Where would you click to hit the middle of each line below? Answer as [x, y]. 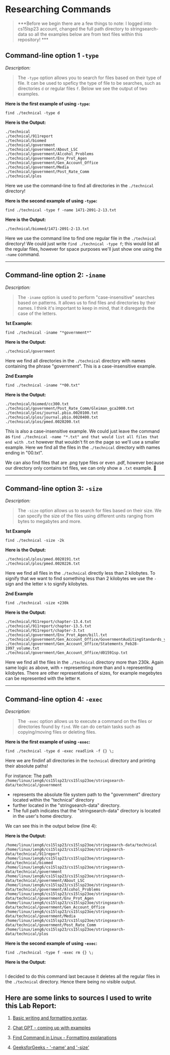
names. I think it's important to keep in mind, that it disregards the [86, 308]
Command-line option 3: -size [54, 488]
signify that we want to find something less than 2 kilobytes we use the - [81, 579]
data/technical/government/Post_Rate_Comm [51, 925]
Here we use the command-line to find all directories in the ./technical [80, 185]
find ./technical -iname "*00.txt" [43, 385]
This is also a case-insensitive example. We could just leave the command [83, 431]
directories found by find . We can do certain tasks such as [79, 727]
